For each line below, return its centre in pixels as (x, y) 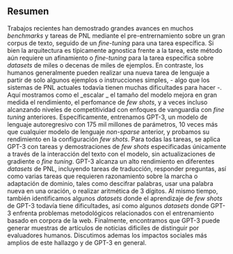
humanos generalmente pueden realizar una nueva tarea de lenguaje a (109, 72)
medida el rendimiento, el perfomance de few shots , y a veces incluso (107, 102)
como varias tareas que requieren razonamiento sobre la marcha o (103, 176)
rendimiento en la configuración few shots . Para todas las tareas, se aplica (114, 139)
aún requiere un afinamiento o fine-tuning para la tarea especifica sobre (111, 58)
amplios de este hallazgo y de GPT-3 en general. (77, 242)
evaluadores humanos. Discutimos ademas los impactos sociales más (107, 235)
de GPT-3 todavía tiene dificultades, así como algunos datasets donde (108, 205)
